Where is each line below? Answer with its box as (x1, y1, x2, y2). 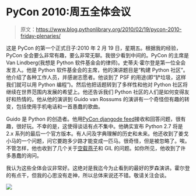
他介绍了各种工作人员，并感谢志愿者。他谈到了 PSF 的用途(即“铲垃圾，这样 (6, 74, 187, 81)
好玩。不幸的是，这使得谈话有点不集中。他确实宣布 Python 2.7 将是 (21, 122, 183, 129)
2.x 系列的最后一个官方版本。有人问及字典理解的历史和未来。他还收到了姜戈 (6, 130, 189, 137)
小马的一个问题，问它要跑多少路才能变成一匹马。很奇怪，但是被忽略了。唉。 (6, 137, 190, 144)
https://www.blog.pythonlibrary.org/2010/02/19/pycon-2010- (36, 26, 182, 33)
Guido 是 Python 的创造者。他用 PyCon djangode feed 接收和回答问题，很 (6, 115, 181, 122)
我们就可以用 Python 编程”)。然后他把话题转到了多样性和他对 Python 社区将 (6, 81, 188, 88)
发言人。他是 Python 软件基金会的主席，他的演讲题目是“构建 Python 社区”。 (6, 66, 188, 73)
